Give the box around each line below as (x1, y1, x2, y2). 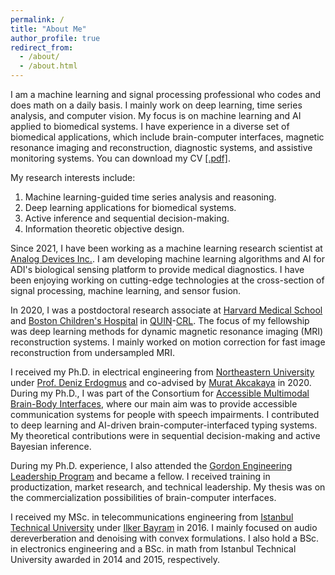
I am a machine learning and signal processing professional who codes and (10, 89, 322, 100)
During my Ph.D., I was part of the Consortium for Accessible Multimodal (10, 387, 310, 399)
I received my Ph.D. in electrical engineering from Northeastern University (10, 366, 315, 378)
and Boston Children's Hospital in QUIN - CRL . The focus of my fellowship (10, 315, 310, 326)
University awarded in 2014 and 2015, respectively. (10, 554, 221, 565)
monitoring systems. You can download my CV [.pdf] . (10, 152, 231, 164)
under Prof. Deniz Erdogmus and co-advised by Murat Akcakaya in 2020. (10, 377, 312, 388)
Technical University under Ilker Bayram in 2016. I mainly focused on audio (10, 522, 318, 533)
